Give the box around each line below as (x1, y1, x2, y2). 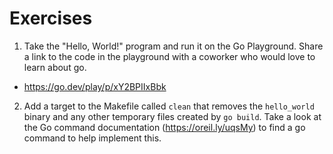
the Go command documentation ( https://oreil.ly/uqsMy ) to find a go (23, 121, 306, 133)
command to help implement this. (23, 132, 162, 144)
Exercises (9, 7, 93, 30)
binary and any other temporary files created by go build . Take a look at (23, 110, 322, 122)
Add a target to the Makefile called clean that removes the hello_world (23, 100, 315, 112)
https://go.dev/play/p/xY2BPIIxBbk (23, 80, 167, 92)
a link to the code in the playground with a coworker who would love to (23, 50, 316, 62)
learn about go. (23, 61, 87, 73)
